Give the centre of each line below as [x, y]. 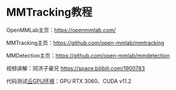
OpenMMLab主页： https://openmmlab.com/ [61, 30]
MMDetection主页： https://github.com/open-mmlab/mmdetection [88, 55]
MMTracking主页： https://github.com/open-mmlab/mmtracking [85, 43]
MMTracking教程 [49, 12]
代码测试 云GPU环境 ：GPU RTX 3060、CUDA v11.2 [69, 81]
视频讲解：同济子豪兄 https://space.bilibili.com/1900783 [76, 68]
